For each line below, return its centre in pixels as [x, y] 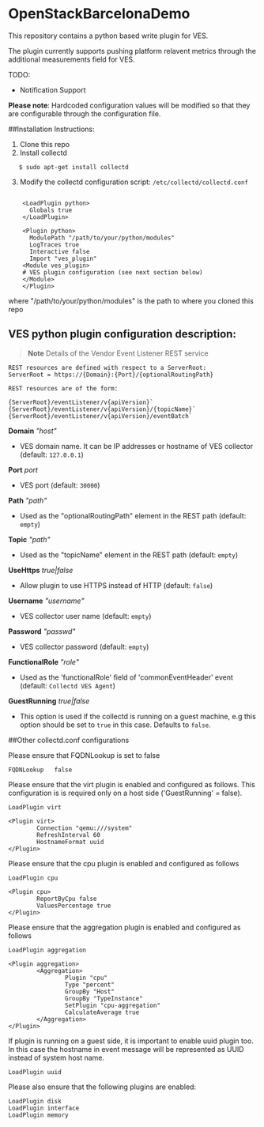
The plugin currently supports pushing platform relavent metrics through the [132, 51]
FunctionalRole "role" [43, 661]
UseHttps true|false [41, 570]
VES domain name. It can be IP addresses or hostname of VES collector [136, 446]
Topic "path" [29, 539]
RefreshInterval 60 [69, 835]
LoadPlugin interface [44, 1108]
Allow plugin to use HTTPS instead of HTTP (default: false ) [116, 585]
